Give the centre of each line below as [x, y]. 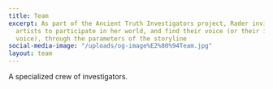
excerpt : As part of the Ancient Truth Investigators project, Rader [129, 23]
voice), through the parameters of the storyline [101, 38]
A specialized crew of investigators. [68, 76]
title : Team [28, 16]
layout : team [30, 53]
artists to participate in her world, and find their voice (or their [138, 31]
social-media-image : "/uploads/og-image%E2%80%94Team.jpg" [110, 46]
